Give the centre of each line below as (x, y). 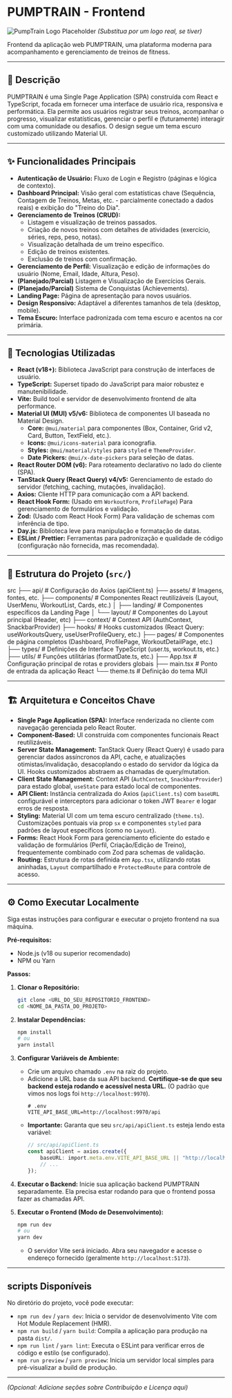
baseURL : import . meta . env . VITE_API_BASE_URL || (110, 1158)
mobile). (29, 310)
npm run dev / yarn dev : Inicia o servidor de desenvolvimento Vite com (117, 1316)
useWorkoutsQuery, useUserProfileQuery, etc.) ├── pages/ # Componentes (116, 634)
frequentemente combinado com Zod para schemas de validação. (111, 852)
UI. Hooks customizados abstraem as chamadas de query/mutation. (114, 771)
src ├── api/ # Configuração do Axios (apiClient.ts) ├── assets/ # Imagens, (116, 590)
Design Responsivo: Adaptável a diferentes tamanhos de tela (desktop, (119, 303)
